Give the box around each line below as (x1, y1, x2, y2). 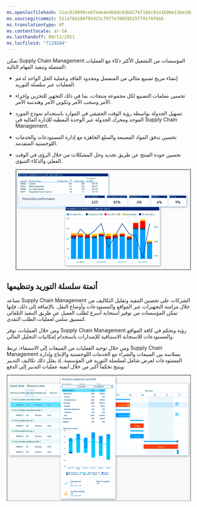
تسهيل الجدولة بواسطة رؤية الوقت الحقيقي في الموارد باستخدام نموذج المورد (15, 110, 183, 117)
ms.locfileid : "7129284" (6, 40, 67, 46)
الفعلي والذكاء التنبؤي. (15, 157, 63, 164)
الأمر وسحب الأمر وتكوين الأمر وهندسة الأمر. (15, 98, 112, 105)
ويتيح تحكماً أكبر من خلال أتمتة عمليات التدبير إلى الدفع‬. (6, 363, 125, 370)
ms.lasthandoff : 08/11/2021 (6, 34, 75, 40)
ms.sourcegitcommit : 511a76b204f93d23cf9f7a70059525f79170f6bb (6, 15, 164, 22)
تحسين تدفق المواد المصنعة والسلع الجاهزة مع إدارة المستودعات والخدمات (15, 133, 177, 141)
